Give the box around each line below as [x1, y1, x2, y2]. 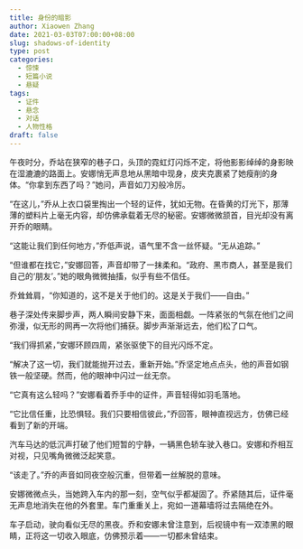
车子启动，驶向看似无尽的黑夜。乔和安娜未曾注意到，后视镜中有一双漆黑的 [9, 518, 286, 529]
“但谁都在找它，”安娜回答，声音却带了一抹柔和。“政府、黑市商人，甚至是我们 [9, 259, 293, 270]
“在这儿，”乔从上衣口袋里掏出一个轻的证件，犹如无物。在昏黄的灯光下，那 [9, 198, 281, 209]
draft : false [9, 131, 59, 140]
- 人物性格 [17, 123, 53, 132]
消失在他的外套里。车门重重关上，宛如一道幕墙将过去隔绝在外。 [40, 499, 278, 510]
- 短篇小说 [17, 72, 53, 81]
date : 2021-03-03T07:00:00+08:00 [9, 30, 135, 39]
